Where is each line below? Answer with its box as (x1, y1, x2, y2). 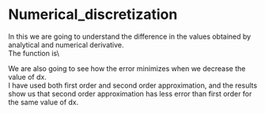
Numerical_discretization (8, 6, 178, 24)
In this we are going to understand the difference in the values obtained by (8, 32, 252, 41)
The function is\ (8, 48, 59, 58)
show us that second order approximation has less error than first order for (8, 89, 252, 98)
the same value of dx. (8, 97, 79, 107)
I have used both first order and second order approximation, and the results (8, 81, 258, 90)
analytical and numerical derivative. (8, 40, 124, 49)
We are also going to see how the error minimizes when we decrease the (8, 63, 246, 73)
